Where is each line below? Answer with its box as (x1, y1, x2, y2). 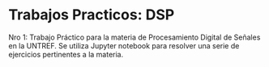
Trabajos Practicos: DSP (8, 6, 175, 24)
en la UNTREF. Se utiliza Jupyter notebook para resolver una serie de (8, 40, 240, 50)
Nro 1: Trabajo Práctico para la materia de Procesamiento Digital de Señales (8, 32, 261, 42)
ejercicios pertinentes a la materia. (8, 49, 124, 59)
